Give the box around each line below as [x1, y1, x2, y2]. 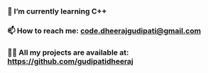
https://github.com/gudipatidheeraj [7, 56, 133, 66]
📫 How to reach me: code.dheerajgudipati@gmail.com [7, 26, 201, 35]
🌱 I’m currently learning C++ [7, 6, 107, 16]
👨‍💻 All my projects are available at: [7, 47, 129, 57]
